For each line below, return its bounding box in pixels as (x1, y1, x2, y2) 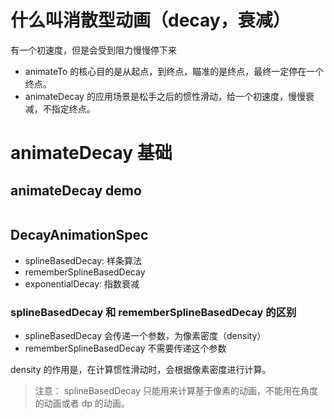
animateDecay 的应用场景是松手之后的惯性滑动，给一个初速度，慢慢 (24, 90, 306, 102)
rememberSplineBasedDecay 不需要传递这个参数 (24, 342, 227, 355)
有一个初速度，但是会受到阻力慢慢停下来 (10, 44, 177, 56)
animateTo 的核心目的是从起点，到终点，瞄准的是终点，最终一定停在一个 (24, 65, 325, 77)
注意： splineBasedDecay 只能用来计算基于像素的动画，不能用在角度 (34, 385, 318, 397)
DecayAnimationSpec (10, 227, 149, 244)
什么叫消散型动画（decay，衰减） (10, 9, 291, 32)
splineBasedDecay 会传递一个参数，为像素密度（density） (24, 330, 267, 342)
